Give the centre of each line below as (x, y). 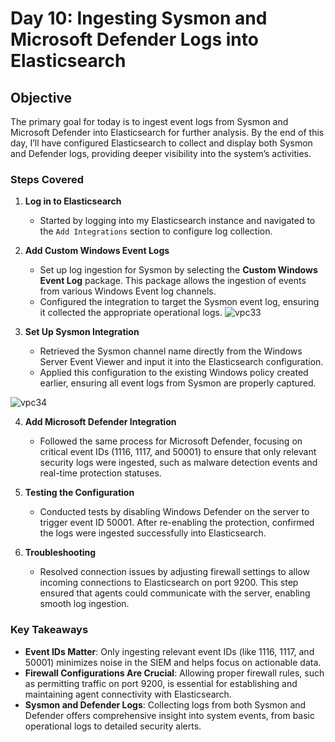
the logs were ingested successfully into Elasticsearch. (153, 533)
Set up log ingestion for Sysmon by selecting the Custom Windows (178, 270)
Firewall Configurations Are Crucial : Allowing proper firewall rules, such (174, 673)
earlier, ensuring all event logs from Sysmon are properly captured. (178, 383)
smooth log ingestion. (84, 604)
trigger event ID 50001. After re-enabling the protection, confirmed (177, 523)
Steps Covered (47, 179)
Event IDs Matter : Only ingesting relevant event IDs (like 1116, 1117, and (169, 651)
